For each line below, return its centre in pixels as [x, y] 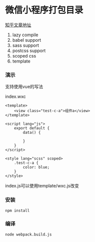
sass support [26, 45]
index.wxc [16, 97]
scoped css [24, 56]
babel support [26, 40]
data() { [32, 133]
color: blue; [36, 167]
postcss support [29, 51]
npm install [17, 211]
